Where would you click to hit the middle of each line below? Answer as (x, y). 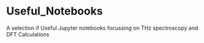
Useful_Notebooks (55, 11)
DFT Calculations (28, 34)
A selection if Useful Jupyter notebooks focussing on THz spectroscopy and (102, 28)
